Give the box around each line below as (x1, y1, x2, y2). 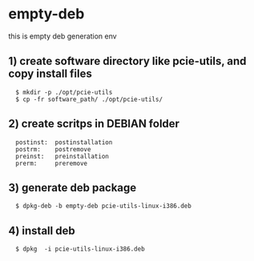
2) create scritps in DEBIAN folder (8, 117, 180, 130)
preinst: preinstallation (15, 152, 110, 160)
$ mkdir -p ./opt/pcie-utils (15, 88, 113, 96)
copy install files (8, 67, 92, 81)
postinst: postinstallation (15, 138, 113, 147)
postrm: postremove (15, 145, 91, 153)
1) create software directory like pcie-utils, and (8, 54, 247, 68)
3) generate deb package (8, 181, 137, 195)
